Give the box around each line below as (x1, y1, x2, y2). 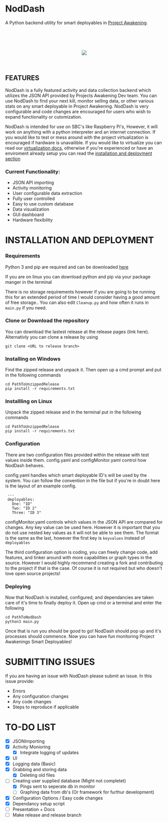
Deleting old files (20, 772, 55, 778)
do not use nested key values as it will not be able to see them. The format (5, 530, 159, 536)
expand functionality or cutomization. (5, 114, 83, 120)
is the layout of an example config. (5, 483, 77, 489)
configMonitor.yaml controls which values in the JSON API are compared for (5, 519, 163, 525)
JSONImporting (12, 738, 45, 744)
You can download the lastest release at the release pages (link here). (5, 329, 149, 335)
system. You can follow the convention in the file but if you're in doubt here (5, 477, 160, 483)
